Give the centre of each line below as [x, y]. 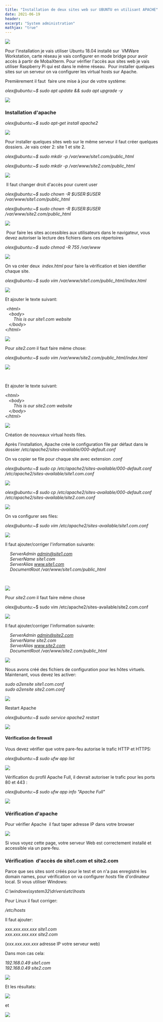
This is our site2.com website [43, 406]
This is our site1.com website [42, 319]
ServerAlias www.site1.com [37, 564]
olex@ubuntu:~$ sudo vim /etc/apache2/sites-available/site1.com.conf [77, 526]
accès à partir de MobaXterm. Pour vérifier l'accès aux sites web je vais [77, 61]
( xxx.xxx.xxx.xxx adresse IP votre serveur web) [52, 944]
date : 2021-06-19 [23, 14]
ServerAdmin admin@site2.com [41, 635]
